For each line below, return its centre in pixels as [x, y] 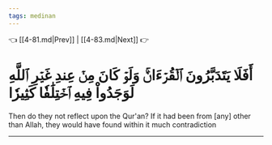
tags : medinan [32, 16]
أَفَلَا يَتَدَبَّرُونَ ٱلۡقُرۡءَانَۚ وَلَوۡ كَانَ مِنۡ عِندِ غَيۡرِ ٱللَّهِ [131, 75]
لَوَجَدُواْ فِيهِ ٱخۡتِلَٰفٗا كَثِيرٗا [72, 93]
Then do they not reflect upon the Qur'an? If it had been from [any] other [130, 116]
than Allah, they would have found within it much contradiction [113, 124]
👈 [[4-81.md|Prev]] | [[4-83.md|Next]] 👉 [79, 39]
